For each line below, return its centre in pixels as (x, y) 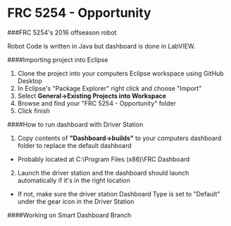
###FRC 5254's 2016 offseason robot (62, 32)
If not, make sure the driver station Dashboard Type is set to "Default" (119, 194)
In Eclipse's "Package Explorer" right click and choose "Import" (110, 88)
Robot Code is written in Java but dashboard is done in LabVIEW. (101, 46)
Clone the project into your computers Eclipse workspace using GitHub (120, 73)
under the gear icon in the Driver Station (76, 201)
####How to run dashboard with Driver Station (75, 124)
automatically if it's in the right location (74, 180)
